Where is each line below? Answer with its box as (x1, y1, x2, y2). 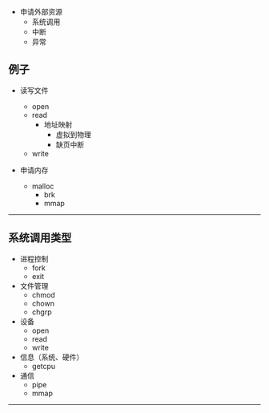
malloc (31, 181, 54, 191)
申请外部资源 (19, 7, 62, 16)
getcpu (31, 361, 56, 370)
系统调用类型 (8, 231, 72, 245)
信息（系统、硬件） (19, 352, 84, 362)
